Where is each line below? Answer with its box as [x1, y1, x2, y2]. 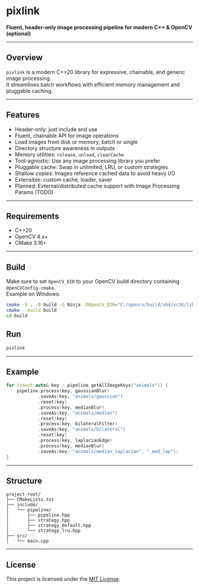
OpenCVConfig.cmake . [6, 284, 56, 291]
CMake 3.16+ [14, 240, 47, 247]
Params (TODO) [14, 188, 54, 196]
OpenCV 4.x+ [14, 233, 49, 240]
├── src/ [6, 533, 28, 539]
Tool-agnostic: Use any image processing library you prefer [14, 157, 161, 164]
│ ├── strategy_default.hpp [6, 522, 92, 529]
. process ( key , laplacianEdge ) [37, 438, 113, 444]
